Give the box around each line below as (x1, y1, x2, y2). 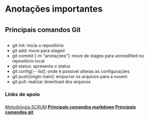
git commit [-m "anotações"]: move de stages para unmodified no (12, 53, 144, 59)
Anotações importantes (5, 3, 103, 15)
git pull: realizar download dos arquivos (12, 79, 91, 84)
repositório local (12, 58, 45, 64)
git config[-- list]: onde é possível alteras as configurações (12, 68, 130, 74)
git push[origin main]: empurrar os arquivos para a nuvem (12, 73, 128, 79)
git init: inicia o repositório (12, 42, 64, 48)
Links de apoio (5, 91, 40, 98)
